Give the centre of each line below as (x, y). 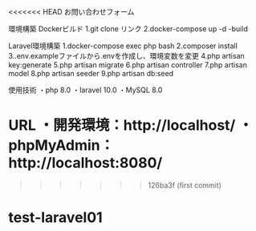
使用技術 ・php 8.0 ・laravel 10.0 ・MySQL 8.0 (85, 90)
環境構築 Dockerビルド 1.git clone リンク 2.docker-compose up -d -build (128, 29)
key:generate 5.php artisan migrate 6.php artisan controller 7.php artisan (128, 65)
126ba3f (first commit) (185, 185)
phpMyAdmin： (61, 146)
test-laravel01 (55, 218)
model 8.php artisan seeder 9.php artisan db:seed (91, 73)
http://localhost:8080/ (85, 163)
